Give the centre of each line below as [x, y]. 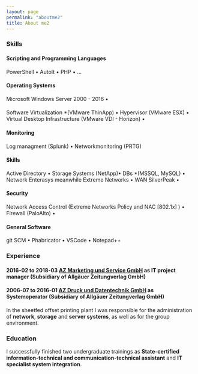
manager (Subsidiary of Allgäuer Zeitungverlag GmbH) [76, 277]
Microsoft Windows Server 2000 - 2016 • [57, 99]
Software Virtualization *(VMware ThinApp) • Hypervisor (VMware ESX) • [98, 112]
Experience [23, 256]
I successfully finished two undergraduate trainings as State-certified [93, 352]
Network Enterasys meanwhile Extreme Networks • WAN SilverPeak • [93, 179]
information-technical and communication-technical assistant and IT [94, 358]
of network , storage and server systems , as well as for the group [88, 316]
